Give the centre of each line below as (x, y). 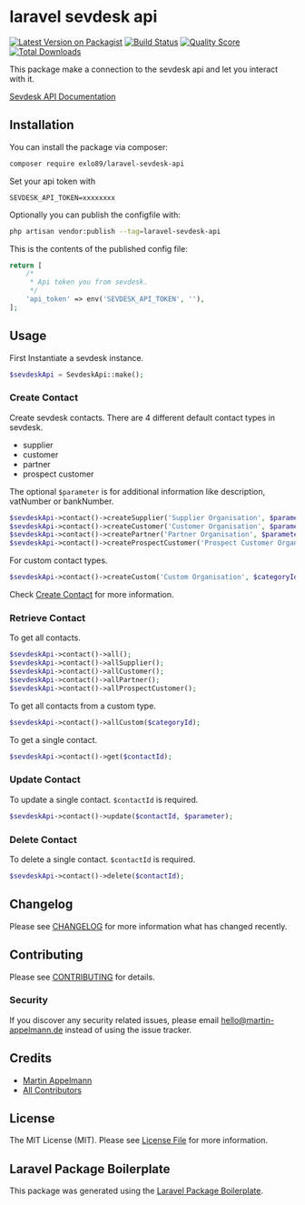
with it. (22, 78)
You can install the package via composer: (89, 146)
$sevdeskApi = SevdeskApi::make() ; (77, 375)
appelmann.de (36, 1029)
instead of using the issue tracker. (128, 1029)
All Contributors (52, 1090)
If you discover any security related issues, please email (114, 1019)
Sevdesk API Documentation (63, 96)
